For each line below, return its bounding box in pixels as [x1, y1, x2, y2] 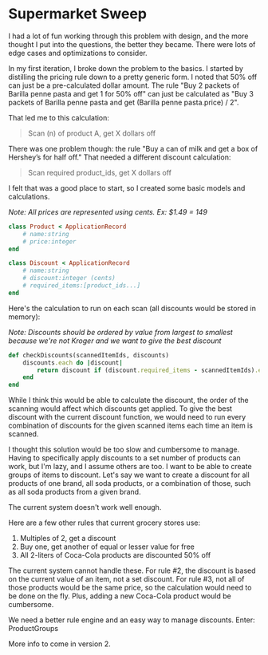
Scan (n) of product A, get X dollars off [27, 128, 156, 138]
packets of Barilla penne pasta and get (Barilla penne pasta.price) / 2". [8, 97, 239, 107]
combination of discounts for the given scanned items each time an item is [8, 420, 254, 431]
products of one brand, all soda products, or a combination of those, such [8, 479, 251, 488]
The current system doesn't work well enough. [8, 503, 162, 512]
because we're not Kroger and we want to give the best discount [8, 336, 222, 345]
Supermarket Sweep [8, 5, 148, 23]
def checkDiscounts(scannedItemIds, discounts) [8, 351, 170, 359]
